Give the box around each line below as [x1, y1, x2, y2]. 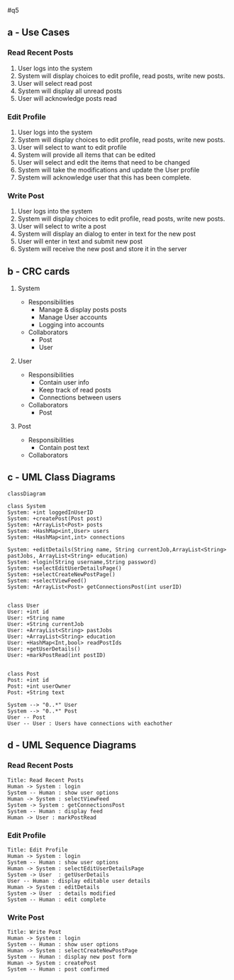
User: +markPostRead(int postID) [7, 651, 106, 659]
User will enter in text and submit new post [17, 237, 143, 246]
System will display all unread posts [17, 87, 123, 95]
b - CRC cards [7, 265, 70, 277]
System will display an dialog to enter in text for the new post [17, 230, 196, 238]
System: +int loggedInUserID [7, 509, 94, 516]
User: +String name [7, 614, 65, 622]
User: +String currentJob [7, 620, 84, 627]
